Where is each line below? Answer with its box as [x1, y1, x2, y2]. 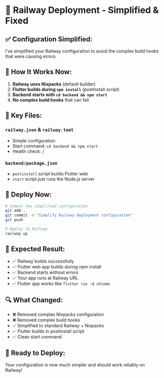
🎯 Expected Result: [5, 245, 65, 253]
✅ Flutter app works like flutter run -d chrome [12, 280, 110, 286]
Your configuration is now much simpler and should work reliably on [5, 362, 145, 368]
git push [5, 218, 23, 223]
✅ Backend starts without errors [12, 269, 79, 275]
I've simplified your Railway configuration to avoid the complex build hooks [5, 48, 159, 54]
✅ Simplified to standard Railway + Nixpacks [12, 323, 104, 329]
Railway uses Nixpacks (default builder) [12, 81, 96, 87]
